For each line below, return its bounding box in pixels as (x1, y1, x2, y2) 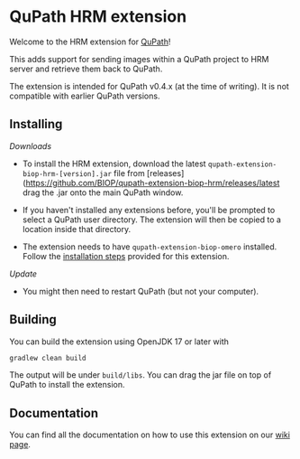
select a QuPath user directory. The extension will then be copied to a (22, 214, 282, 225)
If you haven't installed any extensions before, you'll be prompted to (22, 204, 276, 215)
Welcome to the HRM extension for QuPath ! (9, 36, 171, 47)
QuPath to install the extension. (9, 379, 125, 390)
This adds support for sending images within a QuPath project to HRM (9, 53, 269, 64)
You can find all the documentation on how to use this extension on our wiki (9, 429, 291, 440)
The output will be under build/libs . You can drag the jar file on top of (9, 370, 272, 380)
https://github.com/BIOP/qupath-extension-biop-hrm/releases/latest (25, 177, 280, 188)
